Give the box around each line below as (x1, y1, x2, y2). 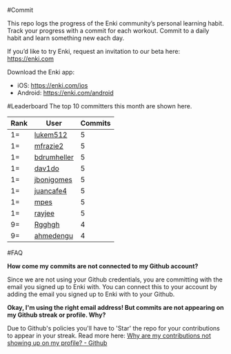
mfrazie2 (34, 141, 64, 150)
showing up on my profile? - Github (7, 339, 108, 347)
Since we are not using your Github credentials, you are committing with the (7, 275, 223, 284)
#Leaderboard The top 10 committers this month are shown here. (7, 102, 192, 110)
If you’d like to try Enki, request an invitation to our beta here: (7, 48, 181, 55)
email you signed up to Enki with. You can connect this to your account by (7, 283, 217, 291)
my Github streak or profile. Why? (7, 311, 106, 319)
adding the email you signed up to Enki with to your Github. (7, 290, 175, 298)
